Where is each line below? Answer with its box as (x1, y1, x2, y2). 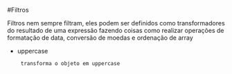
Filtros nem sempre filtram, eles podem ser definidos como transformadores (7, 19, 225, 27)
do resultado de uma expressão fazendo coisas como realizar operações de (7, 27, 224, 34)
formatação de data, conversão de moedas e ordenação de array (7, 34, 194, 42)
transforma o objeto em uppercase (20, 60, 121, 67)
